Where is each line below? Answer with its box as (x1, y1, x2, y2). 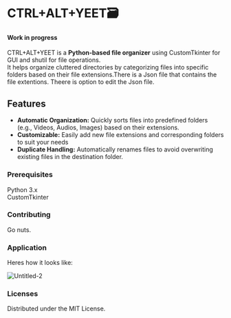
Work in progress (7, 33, 58, 41)
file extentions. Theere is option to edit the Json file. (7, 78, 155, 86)
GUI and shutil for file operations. (7, 56, 101, 64)
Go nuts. (7, 225, 32, 234)
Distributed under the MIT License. (7, 304, 106, 313)
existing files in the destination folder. (16, 153, 124, 161)
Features (7, 98, 46, 109)
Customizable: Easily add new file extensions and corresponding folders (16, 131, 224, 139)
